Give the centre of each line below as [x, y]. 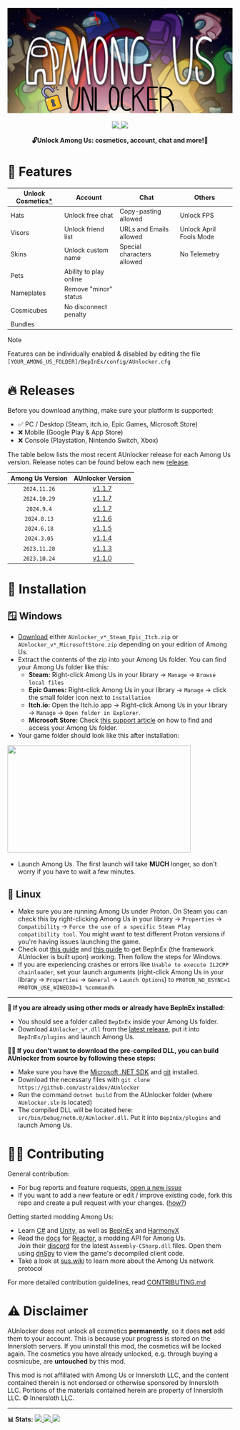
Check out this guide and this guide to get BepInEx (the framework [116, 949]
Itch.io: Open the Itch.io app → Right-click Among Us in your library [128, 705]
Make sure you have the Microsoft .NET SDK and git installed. [108, 1072]
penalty [75, 314]
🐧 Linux [24, 894]
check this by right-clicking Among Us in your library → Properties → [120, 919]
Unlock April [198, 229]
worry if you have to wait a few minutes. [76, 871]
